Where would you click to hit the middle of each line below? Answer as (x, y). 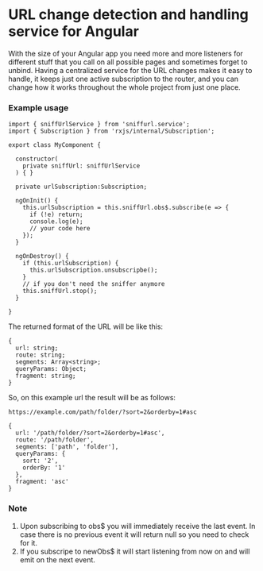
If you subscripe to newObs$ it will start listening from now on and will (135, 551)
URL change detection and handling (128, 15)
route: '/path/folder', (54, 440)
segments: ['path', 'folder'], (67, 447)
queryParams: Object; (51, 369)
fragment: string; (46, 376)
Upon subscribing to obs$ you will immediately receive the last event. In (137, 526)
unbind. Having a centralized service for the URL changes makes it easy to (130, 70)
